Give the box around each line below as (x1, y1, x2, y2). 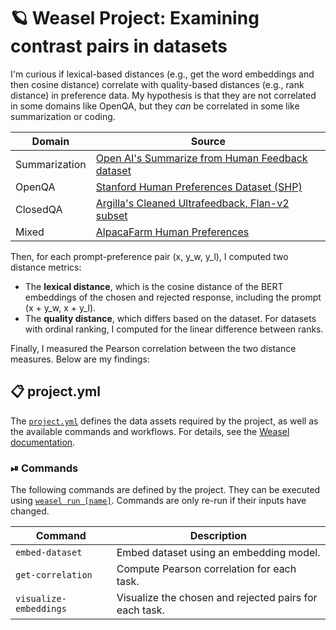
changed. (10, 505, 50, 517)
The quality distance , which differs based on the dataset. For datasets (24, 312, 317, 324)
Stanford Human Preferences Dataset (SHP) (95, 180, 303, 194)
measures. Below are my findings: (10, 353, 150, 365)
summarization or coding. (10, 110, 116, 122)
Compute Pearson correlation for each (116, 562, 297, 576)
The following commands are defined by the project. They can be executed (10, 484, 321, 496)
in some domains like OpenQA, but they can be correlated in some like (10, 100, 300, 112)
